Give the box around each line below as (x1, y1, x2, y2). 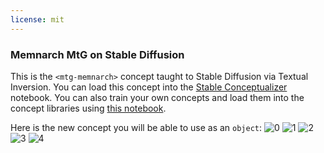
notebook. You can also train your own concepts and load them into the (10, 91, 305, 103)
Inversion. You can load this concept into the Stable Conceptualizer (10, 81, 288, 93)
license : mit (10, 14, 65, 25)
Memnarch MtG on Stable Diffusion (10, 47, 185, 61)
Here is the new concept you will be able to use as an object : (10, 121, 263, 133)
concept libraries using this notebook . (10, 102, 167, 114)
